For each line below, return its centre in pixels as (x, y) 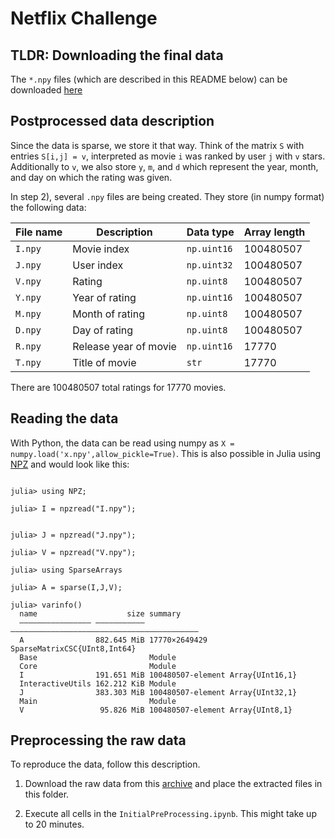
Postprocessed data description (112, 121)
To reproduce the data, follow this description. (105, 764)
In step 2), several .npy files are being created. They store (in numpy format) (167, 196)
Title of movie (104, 362)
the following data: (48, 207)
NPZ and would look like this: (70, 464)
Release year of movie (124, 346)
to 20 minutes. (54, 824)
